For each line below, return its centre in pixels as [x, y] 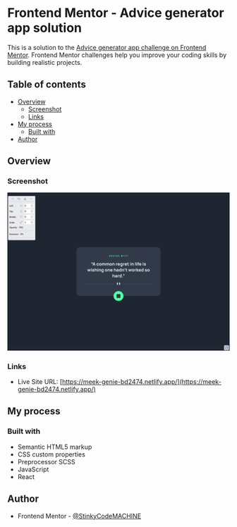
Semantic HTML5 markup [55, 447]
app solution [45, 28]
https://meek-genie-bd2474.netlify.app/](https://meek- [142, 382]
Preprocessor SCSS [46, 461]
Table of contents [47, 85]
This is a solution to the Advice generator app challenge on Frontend [107, 47]
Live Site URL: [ [40, 382]
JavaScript [33, 469]
